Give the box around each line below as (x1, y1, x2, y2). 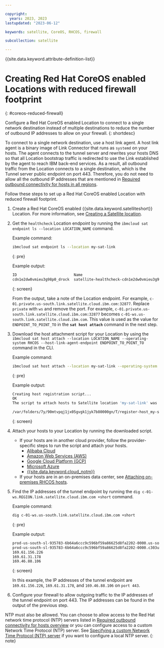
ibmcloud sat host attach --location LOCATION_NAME (12, 336, 120, 341)
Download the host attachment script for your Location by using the (12, 331, 149, 337)
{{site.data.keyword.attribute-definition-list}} (5, 56, 95, 62)
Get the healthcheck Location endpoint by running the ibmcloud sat (12, 220, 148, 226)
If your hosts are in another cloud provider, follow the (19, 438, 127, 443)
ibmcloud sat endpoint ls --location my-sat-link (12, 245, 116, 250)
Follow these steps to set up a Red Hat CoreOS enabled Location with (5, 191, 145, 197)
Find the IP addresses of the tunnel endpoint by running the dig (12, 489, 141, 494)
